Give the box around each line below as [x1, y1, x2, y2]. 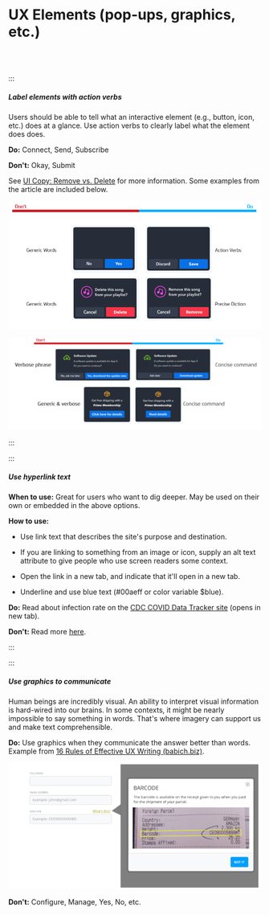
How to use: [8, 516, 50, 526]
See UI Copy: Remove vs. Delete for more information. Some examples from [8, 175, 259, 186]
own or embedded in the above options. [8, 501, 141, 511]
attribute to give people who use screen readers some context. [19, 556, 229, 566]
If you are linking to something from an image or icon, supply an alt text [19, 548, 256, 557]
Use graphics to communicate [8, 676, 112, 686]
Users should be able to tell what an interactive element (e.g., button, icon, [8, 112, 255, 121]
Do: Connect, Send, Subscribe [8, 145, 109, 154]
